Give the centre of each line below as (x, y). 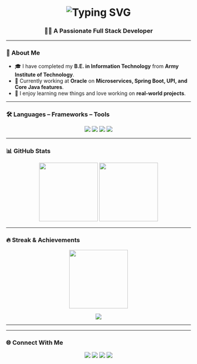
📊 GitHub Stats (28, 151)
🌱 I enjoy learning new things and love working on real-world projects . (100, 93)
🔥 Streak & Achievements (43, 240)
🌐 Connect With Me (35, 342)
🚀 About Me (23, 53)
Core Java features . (39, 87)
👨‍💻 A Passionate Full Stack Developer (98, 31)
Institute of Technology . (44, 74)
